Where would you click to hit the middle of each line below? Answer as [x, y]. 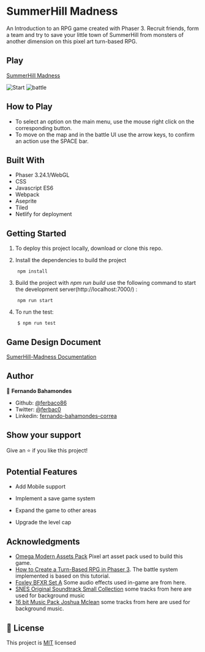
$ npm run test [37, 324]
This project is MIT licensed [41, 643]
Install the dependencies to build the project [71, 260]
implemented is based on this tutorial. [62, 576]
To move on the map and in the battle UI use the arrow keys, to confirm [105, 134]
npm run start [35, 301]
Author [20, 376]
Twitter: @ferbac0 [38, 409]
